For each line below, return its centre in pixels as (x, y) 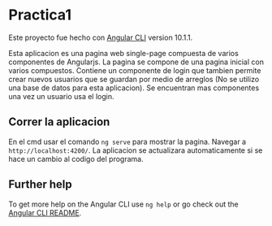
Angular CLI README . (45, 212)
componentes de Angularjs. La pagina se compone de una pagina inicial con (136, 62)
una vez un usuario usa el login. (62, 96)
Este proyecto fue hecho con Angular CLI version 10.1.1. (101, 37)
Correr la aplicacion (59, 122)
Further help (41, 185)
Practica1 (40, 15)
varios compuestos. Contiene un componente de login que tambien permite (135, 70)
